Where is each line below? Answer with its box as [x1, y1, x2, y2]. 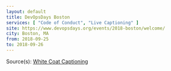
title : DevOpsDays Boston [6, 14, 70, 20]
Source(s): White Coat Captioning [6, 57, 89, 65]
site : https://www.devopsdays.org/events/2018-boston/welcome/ [6, 25, 166, 31]
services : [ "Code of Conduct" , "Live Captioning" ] [6, 20, 139, 25]
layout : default [6, 8, 46, 15]
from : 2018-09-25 [6, 36, 49, 42]
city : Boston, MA [6, 31, 49, 37]
